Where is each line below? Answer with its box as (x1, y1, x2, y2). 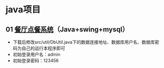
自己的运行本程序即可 (21, 45, 65, 51)
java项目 (5, 4, 41, 15)
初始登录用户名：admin (12, 52, 61, 57)
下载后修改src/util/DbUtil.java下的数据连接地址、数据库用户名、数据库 (12, 39, 155, 45)
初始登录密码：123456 (12, 58, 59, 64)
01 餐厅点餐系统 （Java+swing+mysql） (5, 25, 129, 34)
